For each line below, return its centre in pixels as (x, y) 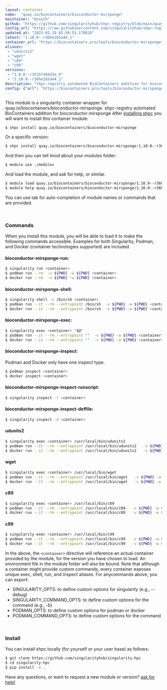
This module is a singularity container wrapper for (56, 102)
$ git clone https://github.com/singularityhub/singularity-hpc (73, 658)
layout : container (24, 10)
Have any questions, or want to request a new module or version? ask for (80, 677)
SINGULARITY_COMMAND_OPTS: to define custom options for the (81, 600)
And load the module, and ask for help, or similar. (55, 174)
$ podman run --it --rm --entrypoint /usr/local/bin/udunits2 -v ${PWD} (84, 446)
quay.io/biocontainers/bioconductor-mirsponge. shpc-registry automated (80, 108)
